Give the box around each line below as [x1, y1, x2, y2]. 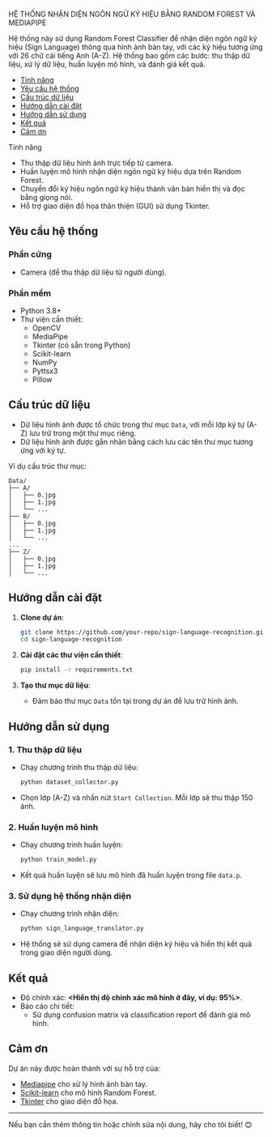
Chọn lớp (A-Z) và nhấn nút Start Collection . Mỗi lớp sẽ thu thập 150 [19, 792, 253, 803]
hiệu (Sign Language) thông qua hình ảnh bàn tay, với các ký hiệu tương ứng [8, 42, 263, 52]
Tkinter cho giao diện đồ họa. [19, 1096, 119, 1106]
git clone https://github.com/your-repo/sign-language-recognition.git [19, 628, 267, 637]
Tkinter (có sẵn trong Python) [32, 340, 131, 350]
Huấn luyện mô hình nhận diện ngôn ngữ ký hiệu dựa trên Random [19, 167, 241, 176]
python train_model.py [19, 856, 97, 864]
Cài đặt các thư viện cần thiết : [19, 650, 123, 660]
